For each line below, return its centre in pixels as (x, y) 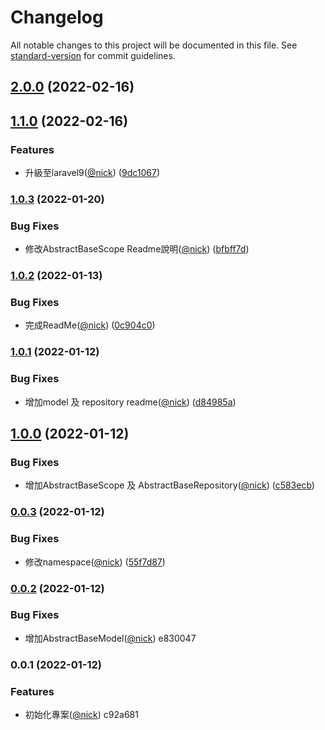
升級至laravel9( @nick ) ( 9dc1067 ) (92, 173)
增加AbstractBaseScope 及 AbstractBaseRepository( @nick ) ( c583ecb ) (169, 485)
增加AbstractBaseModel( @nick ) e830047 (110, 638)
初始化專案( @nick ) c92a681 (81, 715)
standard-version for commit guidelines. (93, 55)
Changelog (57, 17)
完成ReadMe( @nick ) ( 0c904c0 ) (90, 325)
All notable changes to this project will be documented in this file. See (154, 45)
